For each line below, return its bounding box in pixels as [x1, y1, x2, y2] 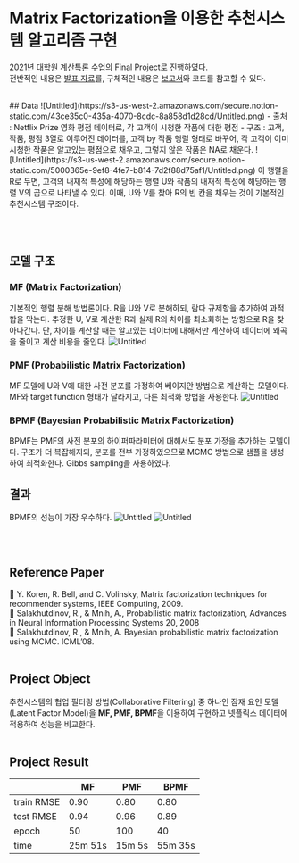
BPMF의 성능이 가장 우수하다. [9, 512, 112, 523]
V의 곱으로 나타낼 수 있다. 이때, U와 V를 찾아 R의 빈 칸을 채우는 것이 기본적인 [18, 187, 285, 197]
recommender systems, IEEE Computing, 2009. [9, 598, 184, 609]
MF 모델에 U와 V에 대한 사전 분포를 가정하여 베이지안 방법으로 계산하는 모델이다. [9, 380, 289, 391]
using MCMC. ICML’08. [9, 635, 95, 647]
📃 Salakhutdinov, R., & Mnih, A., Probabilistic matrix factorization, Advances [9, 608, 287, 618]
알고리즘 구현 [27, 30, 118, 51]
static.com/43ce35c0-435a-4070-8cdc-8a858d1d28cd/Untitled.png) [9, 111, 265, 121]
